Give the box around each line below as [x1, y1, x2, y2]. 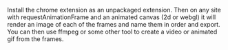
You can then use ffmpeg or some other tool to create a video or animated [7, 27, 218, 36]
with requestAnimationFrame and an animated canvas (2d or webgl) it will [7, 13, 216, 21]
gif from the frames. [7, 35, 64, 43]
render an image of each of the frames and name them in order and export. [7, 21, 220, 28]
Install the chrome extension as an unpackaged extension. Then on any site [7, 6, 222, 14]
